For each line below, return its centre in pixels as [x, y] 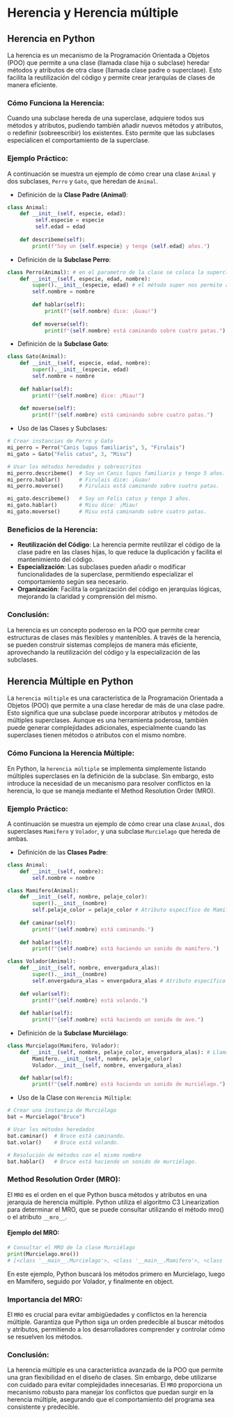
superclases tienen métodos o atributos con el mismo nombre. [97, 735]
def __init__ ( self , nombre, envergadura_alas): [90, 968]
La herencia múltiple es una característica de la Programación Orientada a [115, 698]
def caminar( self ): [48, 923]
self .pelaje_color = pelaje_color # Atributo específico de [121, 910]
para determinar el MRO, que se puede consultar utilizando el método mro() [116, 1209]
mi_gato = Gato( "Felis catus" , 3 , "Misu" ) [70, 454]
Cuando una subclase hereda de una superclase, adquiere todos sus [106, 118]
